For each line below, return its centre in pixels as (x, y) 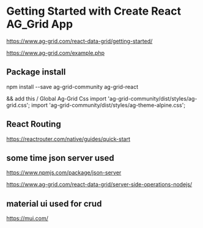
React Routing (34, 124)
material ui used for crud (54, 203)
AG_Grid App (40, 24)
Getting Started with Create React (94, 11)
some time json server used (60, 158)
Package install (36, 72)
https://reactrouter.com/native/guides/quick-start (68, 139)
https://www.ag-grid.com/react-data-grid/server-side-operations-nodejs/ (99, 185)
